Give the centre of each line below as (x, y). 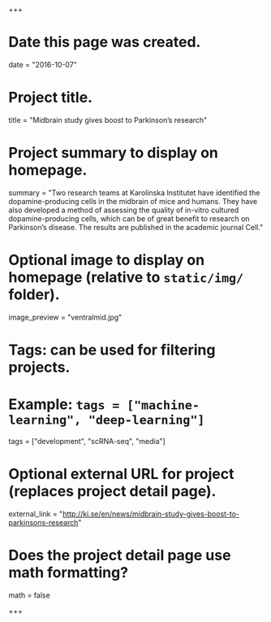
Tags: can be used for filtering (112, 350)
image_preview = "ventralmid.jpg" (65, 317)
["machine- (163, 405)
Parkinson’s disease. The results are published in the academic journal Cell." (136, 227)
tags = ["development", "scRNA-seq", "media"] (87, 441)
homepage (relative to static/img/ (126, 277)
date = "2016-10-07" (43, 64)
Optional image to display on (107, 260)
